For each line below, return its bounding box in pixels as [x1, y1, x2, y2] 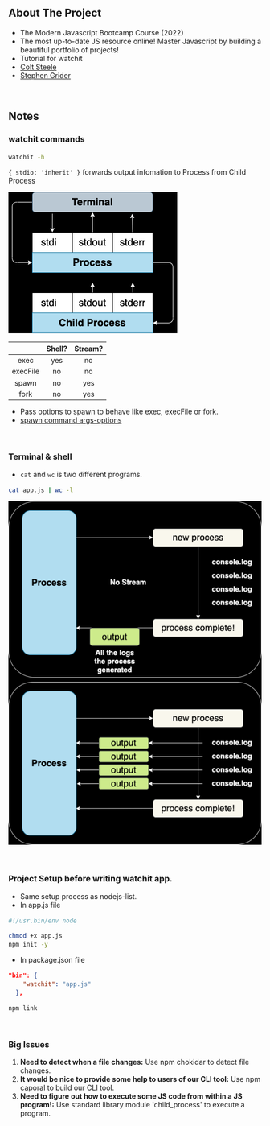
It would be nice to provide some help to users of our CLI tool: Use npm [19, 1074, 261, 1083]
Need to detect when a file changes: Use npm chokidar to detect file [19, 1057, 250, 1066]
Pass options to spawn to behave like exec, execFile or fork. [19, 406, 219, 417]
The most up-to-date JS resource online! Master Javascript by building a [19, 36, 262, 46]
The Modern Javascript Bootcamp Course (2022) [19, 27, 184, 37]
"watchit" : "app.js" [22, 980, 92, 988]
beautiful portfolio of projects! [19, 44, 119, 55]
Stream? [74, 344, 104, 353]
